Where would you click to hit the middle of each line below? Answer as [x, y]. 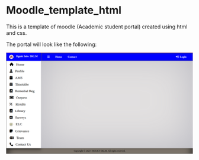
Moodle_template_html [64, 10]
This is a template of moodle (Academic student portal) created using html [97, 27]
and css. [17, 32]
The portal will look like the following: [52, 44]
